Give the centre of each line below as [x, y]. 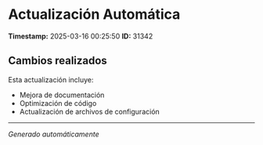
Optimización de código [58, 103]
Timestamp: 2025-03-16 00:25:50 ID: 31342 [81, 36]
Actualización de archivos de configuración [90, 111]
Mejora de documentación [62, 95]
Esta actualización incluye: [51, 79]
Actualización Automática [94, 14]
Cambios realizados [58, 61]
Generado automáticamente [54, 134]
